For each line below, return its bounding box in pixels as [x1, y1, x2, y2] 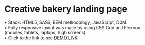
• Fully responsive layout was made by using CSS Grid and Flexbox [4, 24, 141, 30]
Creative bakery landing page [4, 3, 128, 15]
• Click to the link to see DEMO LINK [4, 35, 78, 41]
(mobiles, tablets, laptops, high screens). [4, 30, 87, 35]
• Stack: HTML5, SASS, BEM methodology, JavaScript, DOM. [4, 19, 128, 25]
